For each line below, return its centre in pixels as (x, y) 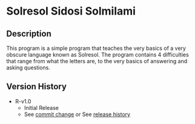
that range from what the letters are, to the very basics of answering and (97, 61)
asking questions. (28, 67)
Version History (36, 87)
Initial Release (41, 108)
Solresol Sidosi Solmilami (71, 11)
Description (29, 34)
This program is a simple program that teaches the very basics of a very (96, 48)
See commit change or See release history (77, 114)
